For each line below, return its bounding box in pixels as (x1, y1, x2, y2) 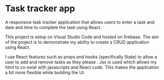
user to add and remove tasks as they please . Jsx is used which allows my (5, 59, 157, 65)
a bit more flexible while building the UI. (5, 69, 85, 75)
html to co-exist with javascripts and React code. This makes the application (5, 64, 160, 70)
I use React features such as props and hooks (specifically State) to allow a (5, 53, 157, 59)
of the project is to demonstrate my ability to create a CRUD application (5, 39, 149, 45)
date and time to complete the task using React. (5, 24, 102, 30)
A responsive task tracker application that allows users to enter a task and (5, 19, 155, 25)
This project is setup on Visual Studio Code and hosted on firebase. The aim (5, 34, 159, 40)
